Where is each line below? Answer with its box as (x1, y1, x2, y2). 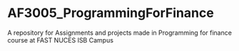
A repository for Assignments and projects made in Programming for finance (7, 28, 232, 37)
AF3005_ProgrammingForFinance (7, 5, 214, 21)
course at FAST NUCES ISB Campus (7, 35, 114, 44)
